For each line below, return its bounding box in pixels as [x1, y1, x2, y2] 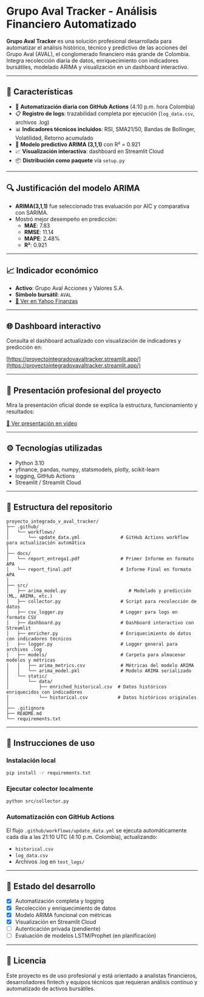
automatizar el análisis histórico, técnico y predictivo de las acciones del [6, 44, 188, 51]
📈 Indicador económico [6, 265, 99, 276]
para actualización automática [6, 540, 86, 546]
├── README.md [6, 710, 42, 716]
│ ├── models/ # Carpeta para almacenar [6, 651, 186, 658]
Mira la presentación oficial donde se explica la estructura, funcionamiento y [6, 401, 198, 409]
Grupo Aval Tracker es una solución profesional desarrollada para [6, 37, 172, 45]
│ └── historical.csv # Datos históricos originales [6, 694, 197, 701]
